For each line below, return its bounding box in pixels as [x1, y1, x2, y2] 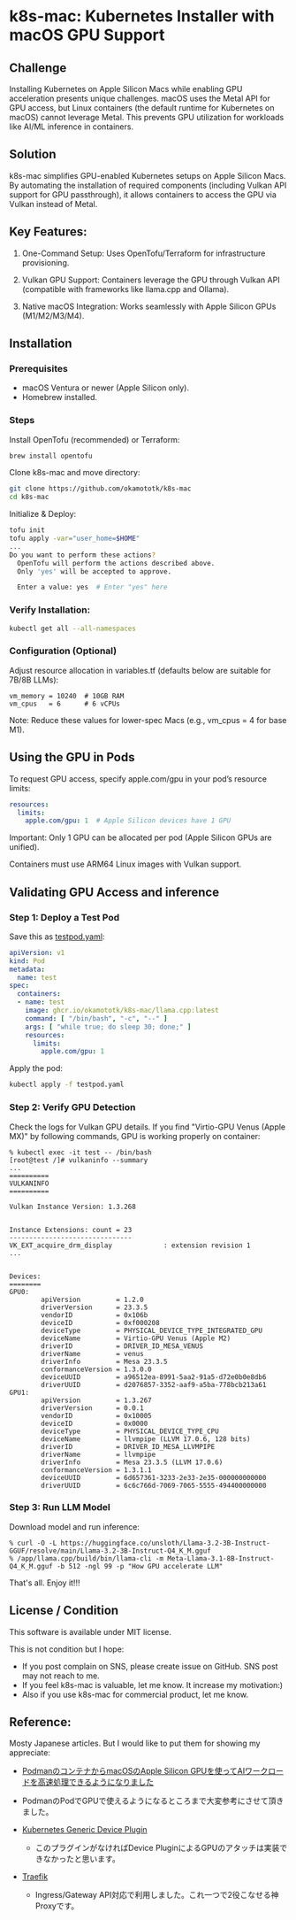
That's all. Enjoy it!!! [9, 1577, 80, 1588]
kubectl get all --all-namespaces [9, 624, 137, 633]
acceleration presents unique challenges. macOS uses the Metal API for [9, 93, 271, 104]
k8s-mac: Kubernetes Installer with [9, 6, 275, 27]
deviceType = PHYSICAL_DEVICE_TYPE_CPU [41, 1427, 219, 1436]
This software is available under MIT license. [9, 1626, 172, 1637]
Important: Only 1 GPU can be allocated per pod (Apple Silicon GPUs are [9, 832, 272, 843]
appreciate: [9, 1747, 51, 1758]
